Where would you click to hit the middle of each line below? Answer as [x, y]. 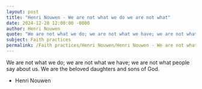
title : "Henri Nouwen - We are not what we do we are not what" [88, 17]
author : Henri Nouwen [33, 29]
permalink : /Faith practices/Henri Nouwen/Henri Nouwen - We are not [95, 46]
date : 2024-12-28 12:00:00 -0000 [48, 23]
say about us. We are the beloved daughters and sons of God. [83, 69]
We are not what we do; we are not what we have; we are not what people [98, 62]
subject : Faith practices [38, 40]
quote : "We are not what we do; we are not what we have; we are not [95, 34]
